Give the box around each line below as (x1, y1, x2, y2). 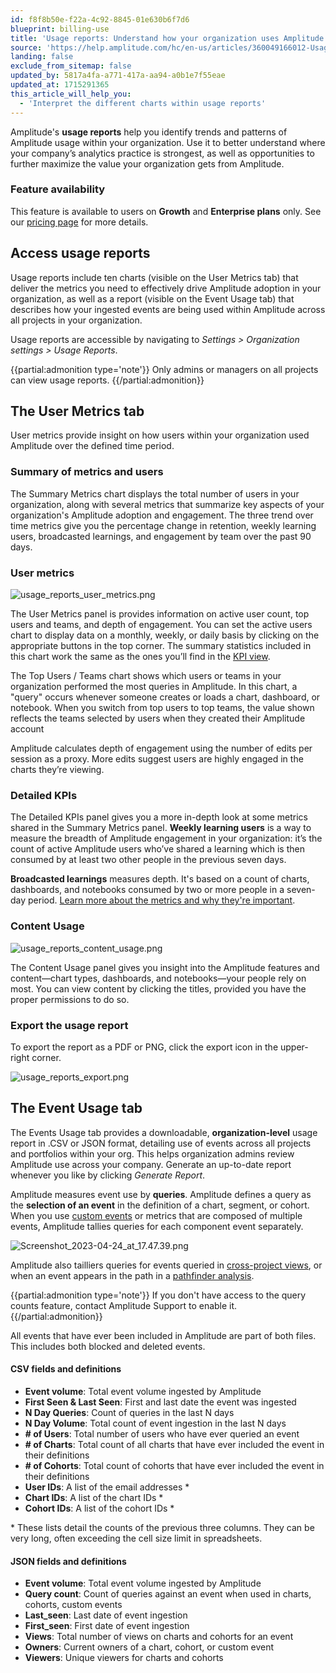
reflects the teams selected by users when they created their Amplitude (10, 712, 306, 725)
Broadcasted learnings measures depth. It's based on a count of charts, (10, 873, 310, 885)
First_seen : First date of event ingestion (24, 1620, 190, 1632)
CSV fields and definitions (10, 1363, 122, 1375)
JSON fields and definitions (10, 1555, 127, 1567)
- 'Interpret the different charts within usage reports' (19, 98, 267, 108)
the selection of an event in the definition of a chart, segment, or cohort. (10, 1199, 310, 1211)
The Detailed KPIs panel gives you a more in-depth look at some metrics (10, 811, 308, 823)
